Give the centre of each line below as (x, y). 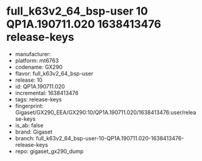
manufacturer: (33, 54)
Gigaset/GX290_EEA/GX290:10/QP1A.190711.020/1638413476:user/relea (106, 112)
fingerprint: (29, 106)
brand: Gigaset (34, 132)
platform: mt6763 (37, 60)
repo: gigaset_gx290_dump (49, 151)
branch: (25, 138)
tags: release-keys (38, 99)
